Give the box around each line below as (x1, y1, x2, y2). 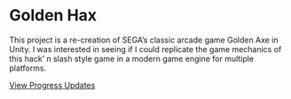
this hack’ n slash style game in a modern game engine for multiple (9, 53, 255, 64)
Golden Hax (9, 5, 98, 26)
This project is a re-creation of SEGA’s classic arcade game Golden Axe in (9, 34, 279, 45)
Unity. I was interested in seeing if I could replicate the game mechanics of (9, 43, 282, 54)
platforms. (9, 63, 47, 73)
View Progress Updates (9, 80, 96, 90)
